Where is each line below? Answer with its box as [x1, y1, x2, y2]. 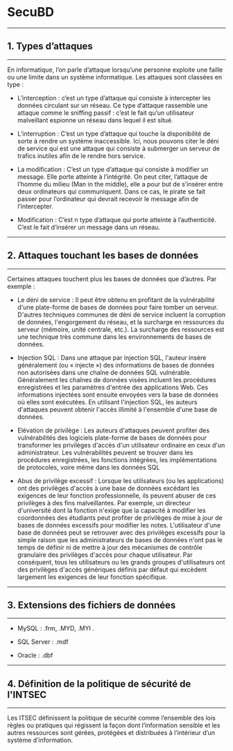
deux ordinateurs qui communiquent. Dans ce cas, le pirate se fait [17, 187, 206, 196]
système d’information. [7, 736, 73, 745]
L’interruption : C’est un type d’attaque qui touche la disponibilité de [17, 129, 211, 138]
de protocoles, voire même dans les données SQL [17, 463, 160, 471]
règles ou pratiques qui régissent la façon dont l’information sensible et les [7, 721, 221, 729]
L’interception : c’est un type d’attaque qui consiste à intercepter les [17, 93, 212, 102]
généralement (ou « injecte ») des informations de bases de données [17, 361, 215, 369]
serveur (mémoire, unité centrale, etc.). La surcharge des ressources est [17, 325, 225, 333]
